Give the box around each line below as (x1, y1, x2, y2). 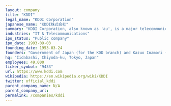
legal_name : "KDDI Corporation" (5, 17, 74, 22)
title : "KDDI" (5, 12, 36, 17)
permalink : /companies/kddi (5, 93, 65, 98)
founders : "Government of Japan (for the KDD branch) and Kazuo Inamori (5, 50, 163, 55)
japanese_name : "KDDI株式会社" (5, 21, 69, 27)
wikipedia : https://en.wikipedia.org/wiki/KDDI (5, 74, 108, 79)
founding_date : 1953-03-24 (5, 45, 63, 50)
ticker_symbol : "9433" (5, 64, 53, 69)
